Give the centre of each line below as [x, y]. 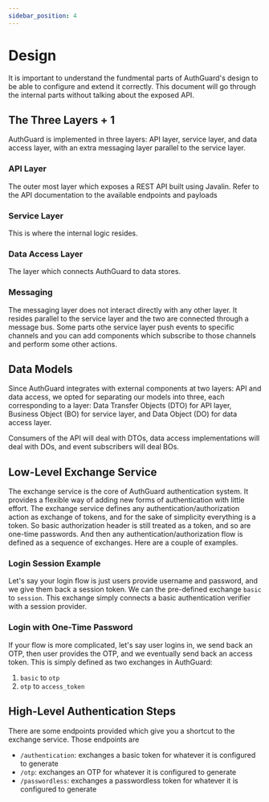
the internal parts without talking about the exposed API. [102, 95]
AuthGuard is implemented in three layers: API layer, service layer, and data [133, 139]
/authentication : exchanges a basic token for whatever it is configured [138, 755]
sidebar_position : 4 [43, 16]
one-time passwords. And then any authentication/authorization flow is [126, 534]
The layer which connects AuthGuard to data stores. [95, 272]
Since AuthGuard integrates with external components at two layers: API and [135, 389]
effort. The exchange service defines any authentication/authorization [124, 509]
